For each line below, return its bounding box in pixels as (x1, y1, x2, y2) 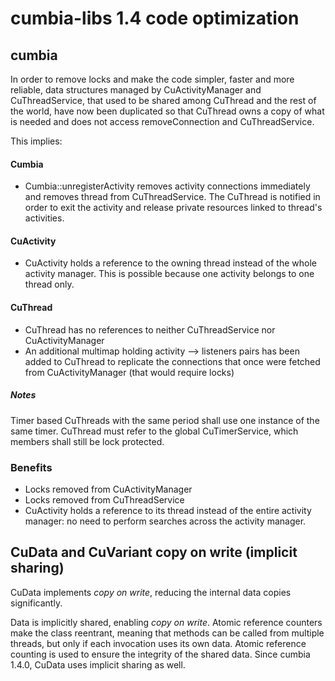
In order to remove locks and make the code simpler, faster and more (10, 73, 295, 85)
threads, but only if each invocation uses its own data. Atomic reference (10, 637, 307, 649)
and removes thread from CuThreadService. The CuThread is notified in (24, 191, 321, 203)
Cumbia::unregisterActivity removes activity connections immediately (24, 180, 311, 192)
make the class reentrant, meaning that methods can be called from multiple (10, 627, 325, 639)
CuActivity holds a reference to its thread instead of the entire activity (24, 504, 312, 516)
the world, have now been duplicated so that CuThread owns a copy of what (10, 105, 325, 117)
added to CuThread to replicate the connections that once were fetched (24, 355, 321, 367)
